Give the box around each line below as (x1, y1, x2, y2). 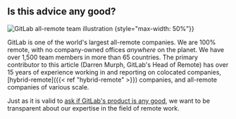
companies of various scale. (7, 82, 89, 91)
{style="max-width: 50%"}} (114, 24, 195, 32)
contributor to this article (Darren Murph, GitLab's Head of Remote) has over (7, 60, 229, 69)
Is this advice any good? (7, 6, 116, 18)
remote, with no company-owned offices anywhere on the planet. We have (7, 45, 224, 54)
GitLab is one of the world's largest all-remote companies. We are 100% (7, 38, 216, 46)
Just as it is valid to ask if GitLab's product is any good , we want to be (7, 96, 210, 105)
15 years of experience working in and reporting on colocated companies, (7, 68, 222, 76)
